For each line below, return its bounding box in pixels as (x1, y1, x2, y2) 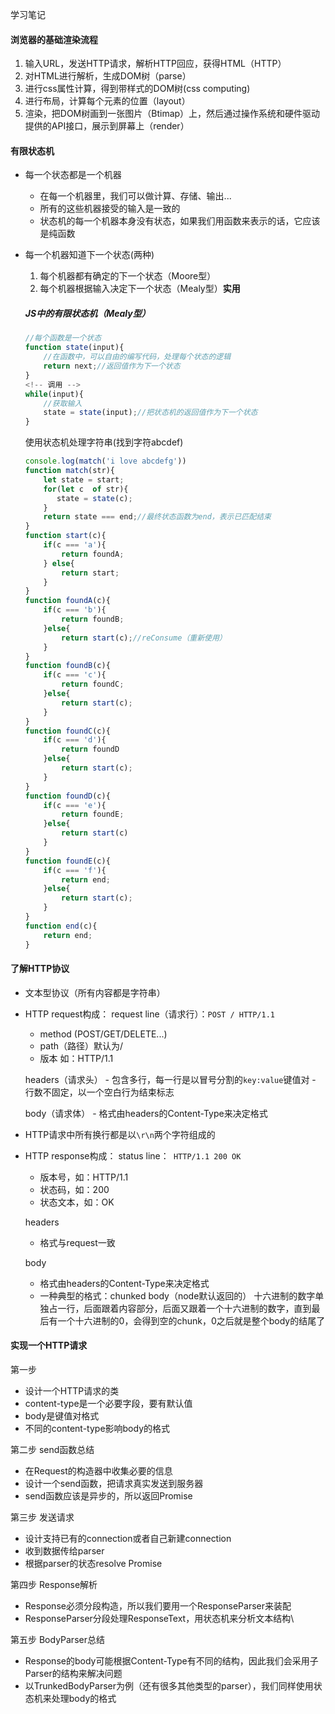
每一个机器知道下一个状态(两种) (24, 249, 155, 261)
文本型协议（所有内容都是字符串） (24, 986, 166, 998)
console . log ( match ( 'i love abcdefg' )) (24, 456, 187, 467)
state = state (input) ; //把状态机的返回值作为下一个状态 (43, 408, 258, 418)
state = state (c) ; (56, 493, 133, 503)
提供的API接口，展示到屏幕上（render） (24, 120, 190, 132)
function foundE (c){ (24, 856, 111, 866)
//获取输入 (43, 398, 83, 408)
